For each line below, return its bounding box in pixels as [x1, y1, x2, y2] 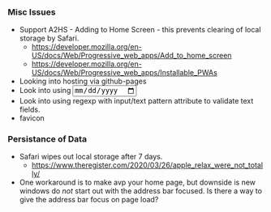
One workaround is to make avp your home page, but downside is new [19, 177, 256, 187]
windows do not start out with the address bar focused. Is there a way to [19, 185, 263, 196]
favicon [19, 112, 45, 123]
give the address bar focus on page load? [19, 194, 159, 204]
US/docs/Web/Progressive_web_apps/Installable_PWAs [31, 68, 218, 78]
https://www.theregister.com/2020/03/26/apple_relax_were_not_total [31, 160, 264, 170]
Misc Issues [7, 6, 56, 18]
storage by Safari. [19, 33, 80, 43]
